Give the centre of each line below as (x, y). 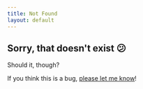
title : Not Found (32, 14)
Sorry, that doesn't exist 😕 (67, 48)
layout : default (31, 20)
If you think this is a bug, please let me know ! (72, 79)
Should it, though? (33, 65)
